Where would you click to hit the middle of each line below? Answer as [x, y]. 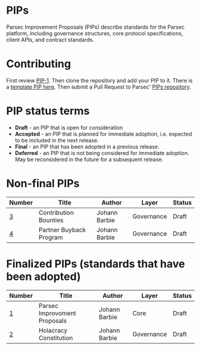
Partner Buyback [62, 230]
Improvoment [57, 313]
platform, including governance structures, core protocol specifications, [95, 33]
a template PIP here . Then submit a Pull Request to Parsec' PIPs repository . [99, 87]
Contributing [39, 64]
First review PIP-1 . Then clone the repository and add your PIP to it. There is [100, 80]
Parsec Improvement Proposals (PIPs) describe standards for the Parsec [95, 27]
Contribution [56, 212]
